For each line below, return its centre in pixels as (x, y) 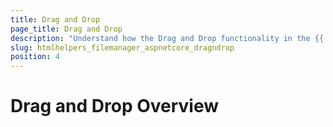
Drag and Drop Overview (115, 106)
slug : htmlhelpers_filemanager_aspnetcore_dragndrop (122, 47)
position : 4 (35, 57)
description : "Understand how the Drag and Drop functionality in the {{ (167, 38)
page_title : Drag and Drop (66, 29)
